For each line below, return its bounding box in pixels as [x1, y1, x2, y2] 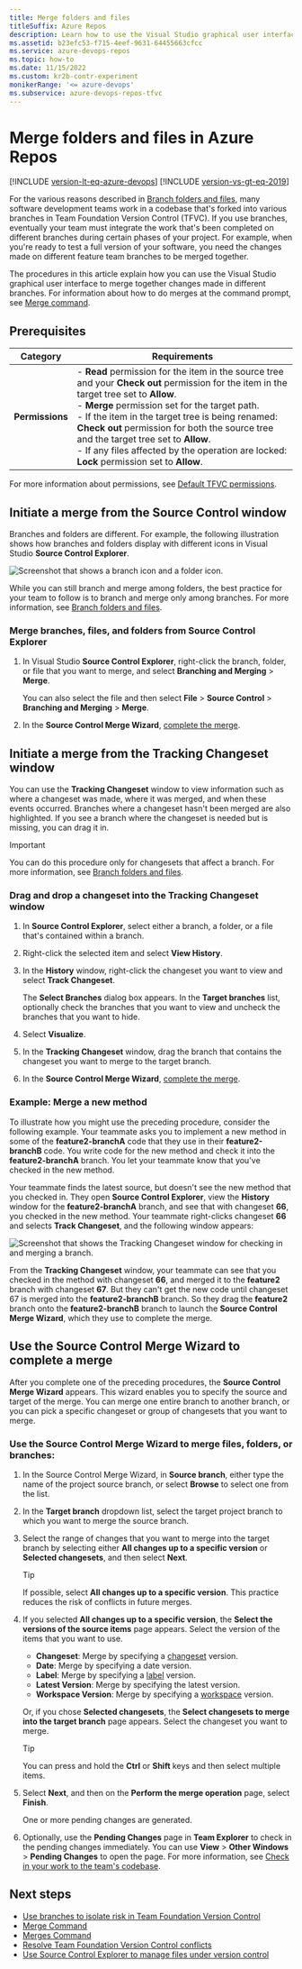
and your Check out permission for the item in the [76, 377, 288, 389]
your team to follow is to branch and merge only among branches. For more [9, 592, 289, 604]
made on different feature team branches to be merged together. [9, 251, 249, 262]
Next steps [9, 1887, 72, 1902]
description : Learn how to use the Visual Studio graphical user [9, 30, 259, 39]
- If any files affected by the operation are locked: [76, 444, 288, 457]
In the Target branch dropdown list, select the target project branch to [22, 1506, 283, 1517]
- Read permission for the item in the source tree [76, 366, 284, 378]
